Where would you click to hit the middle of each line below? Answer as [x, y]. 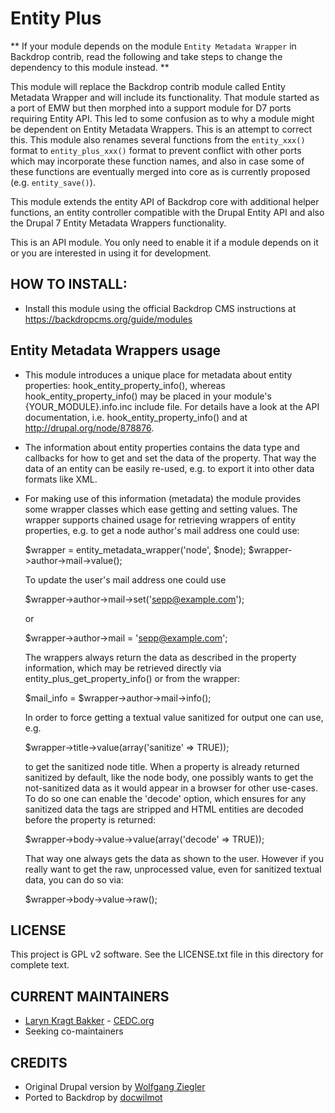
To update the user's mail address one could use [125, 579]
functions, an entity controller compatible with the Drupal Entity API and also [167, 212]
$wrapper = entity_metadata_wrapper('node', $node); [135, 549]
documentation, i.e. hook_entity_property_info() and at [136, 417]
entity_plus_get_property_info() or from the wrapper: [132, 678]
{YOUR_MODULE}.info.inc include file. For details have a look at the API [172, 406]
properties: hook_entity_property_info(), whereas [125, 385]
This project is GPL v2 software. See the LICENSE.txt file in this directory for [167, 954]
